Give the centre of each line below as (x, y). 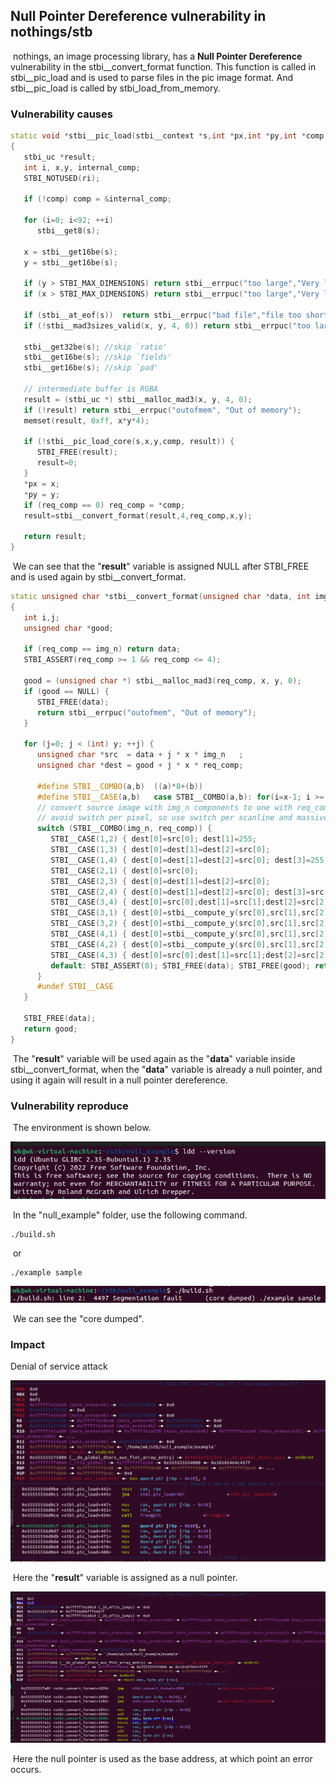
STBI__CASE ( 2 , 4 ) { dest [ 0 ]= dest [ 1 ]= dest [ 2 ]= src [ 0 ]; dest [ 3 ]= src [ (189, 892)
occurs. (26, 1770)
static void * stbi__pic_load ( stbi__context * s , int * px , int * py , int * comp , (169, 136)
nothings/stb (51, 32)
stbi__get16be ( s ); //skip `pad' (91, 368)
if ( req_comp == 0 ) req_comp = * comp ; (104, 505)
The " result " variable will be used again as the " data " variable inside (154, 1058)
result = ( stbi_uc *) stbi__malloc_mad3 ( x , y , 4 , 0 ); (138, 399)
